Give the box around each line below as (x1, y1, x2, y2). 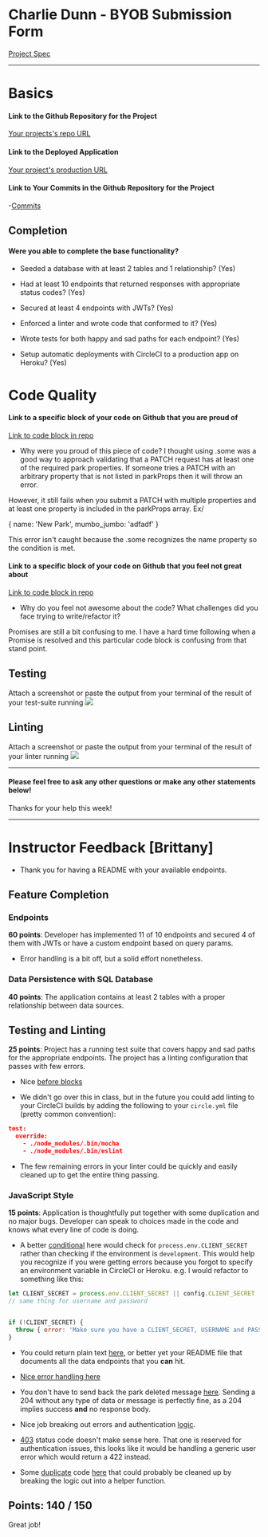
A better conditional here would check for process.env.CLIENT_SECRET (19, 1240, 248, 1250)
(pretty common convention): (19, 1110, 116, 1119)
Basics (8, 85, 54, 103)
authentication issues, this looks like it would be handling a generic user (19, 1443, 257, 1452)
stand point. (8, 643, 48, 653)
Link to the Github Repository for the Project (8, 111, 157, 120)
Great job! (8, 1520, 41, 1530)
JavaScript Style (8, 1189, 74, 1201)
